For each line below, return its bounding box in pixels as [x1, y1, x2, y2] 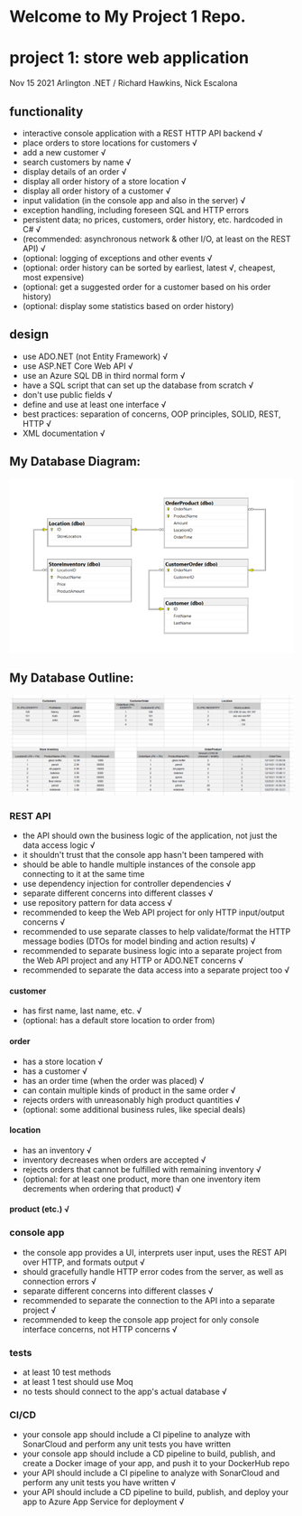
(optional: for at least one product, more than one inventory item [22, 1173, 261, 1184]
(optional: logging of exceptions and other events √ [22, 252, 213, 263]
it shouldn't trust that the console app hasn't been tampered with [22, 850, 264, 861]
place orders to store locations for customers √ [22, 137, 198, 148]
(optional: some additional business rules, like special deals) [22, 1104, 246, 1115]
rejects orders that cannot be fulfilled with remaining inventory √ [22, 1163, 261, 1174]
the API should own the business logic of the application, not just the [22, 830, 278, 842]
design [9, 327, 50, 343]
